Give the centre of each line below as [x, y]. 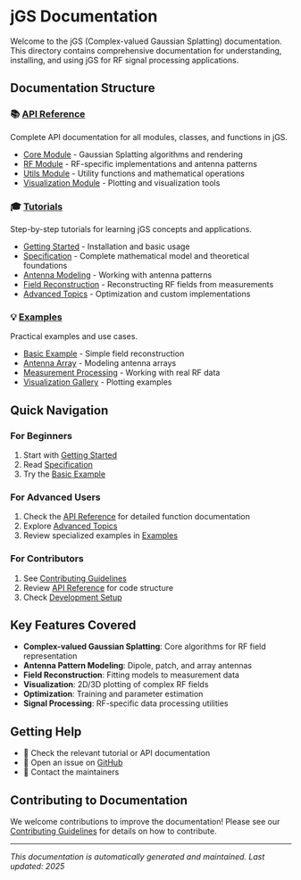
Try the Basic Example [64, 474]
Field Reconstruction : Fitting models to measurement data [131, 675]
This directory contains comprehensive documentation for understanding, [146, 50]
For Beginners [41, 436]
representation [50, 656]
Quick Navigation [59, 410]
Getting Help [46, 731]
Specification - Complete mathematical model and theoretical [136, 255]
